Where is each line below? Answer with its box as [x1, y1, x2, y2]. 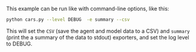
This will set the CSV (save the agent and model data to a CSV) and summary [6, 27, 190, 35]
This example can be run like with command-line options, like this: [6, 5, 170, 12]
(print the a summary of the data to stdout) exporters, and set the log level [6, 33, 189, 41]
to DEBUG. [6, 40, 33, 47]
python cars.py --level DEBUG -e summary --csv [6, 17, 130, 23]
